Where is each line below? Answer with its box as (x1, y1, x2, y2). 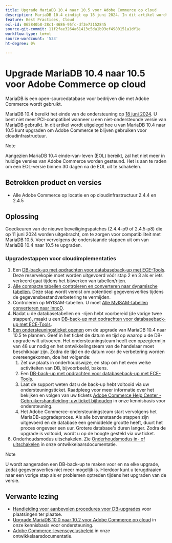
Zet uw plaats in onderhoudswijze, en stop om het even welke (20, 359, 151, 365)
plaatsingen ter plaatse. (12, 511, 62, 517)
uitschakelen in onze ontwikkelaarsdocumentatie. (12, 441, 117, 447)
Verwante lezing (5, 492, 59, 501)
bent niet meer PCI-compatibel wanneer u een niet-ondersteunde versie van (5, 116, 166, 122)
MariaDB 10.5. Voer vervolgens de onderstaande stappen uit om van (5, 237, 149, 243)
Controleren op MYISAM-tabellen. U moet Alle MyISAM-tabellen (12, 299, 148, 305)
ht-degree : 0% (5, 41, 36, 46)
